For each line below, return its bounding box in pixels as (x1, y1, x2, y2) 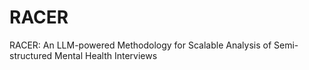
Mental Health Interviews (54, 49, 158, 61)
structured (9, 49, 53, 61)
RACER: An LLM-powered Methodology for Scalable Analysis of (9, 39, 272, 51)
